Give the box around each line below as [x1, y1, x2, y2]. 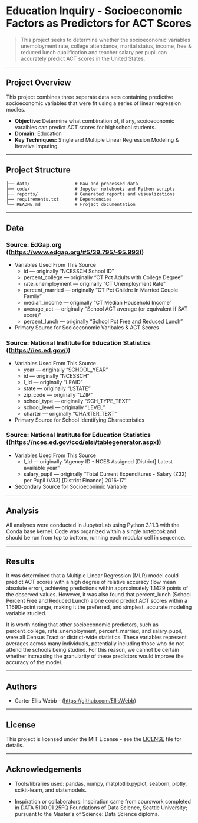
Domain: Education [14, 130, 62, 137]
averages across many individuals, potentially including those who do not [6, 640, 184, 647]
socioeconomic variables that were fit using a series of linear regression [6, 99, 181, 107]
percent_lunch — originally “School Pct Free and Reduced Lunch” [23, 318, 183, 325]
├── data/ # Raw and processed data [6, 181, 138, 187]
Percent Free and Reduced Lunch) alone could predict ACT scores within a [6, 597, 187, 605]
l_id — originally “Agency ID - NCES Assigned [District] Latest [23, 458, 173, 465]
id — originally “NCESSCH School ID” [23, 267, 114, 275]
